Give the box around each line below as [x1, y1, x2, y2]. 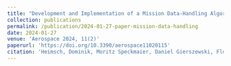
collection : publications [7, 16, 81, 23]
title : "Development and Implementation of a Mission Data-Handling [7, 10, 208, 17]
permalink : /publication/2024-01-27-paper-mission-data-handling [7, 23, 198, 30]
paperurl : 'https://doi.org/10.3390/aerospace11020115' [7, 42, 170, 49]
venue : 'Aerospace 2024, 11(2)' [7, 36, 100, 43]
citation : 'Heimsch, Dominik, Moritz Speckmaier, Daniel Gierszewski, [7, 49, 214, 56]
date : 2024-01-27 [7, 29, 57, 36]
